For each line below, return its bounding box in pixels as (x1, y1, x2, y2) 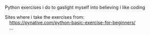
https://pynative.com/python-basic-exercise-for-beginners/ (9, 20, 136, 25)
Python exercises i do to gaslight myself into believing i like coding (5, 5, 145, 10)
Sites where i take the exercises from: (5, 14, 85, 20)
